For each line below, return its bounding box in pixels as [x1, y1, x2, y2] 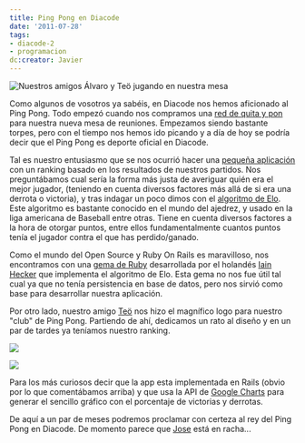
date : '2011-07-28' [9, 22, 84, 31]
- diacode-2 [9, 38, 54, 48]
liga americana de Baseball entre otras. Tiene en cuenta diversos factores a [9, 213, 292, 223]
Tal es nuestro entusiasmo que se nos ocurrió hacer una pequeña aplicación [9, 155, 296, 165]
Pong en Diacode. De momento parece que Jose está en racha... [9, 424, 251, 434]
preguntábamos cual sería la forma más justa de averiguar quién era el [9, 174, 274, 185]
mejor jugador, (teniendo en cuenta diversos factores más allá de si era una [9, 184, 292, 194]
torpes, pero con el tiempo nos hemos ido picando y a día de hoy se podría [9, 127, 290, 137]
